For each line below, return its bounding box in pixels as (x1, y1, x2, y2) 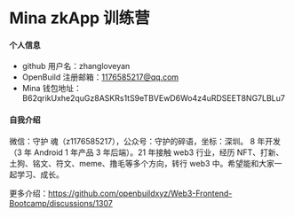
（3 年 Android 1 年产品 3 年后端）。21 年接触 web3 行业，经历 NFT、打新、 (9, 147, 284, 158)
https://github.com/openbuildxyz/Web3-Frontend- (48, 188, 233, 198)
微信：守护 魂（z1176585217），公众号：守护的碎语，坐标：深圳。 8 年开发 (9, 136, 282, 146)
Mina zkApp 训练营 (9, 8, 151, 28)
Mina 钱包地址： (21, 83, 82, 94)
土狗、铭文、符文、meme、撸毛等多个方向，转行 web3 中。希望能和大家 (9, 158, 275, 168)
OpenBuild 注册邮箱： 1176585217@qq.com (21, 72, 179, 82)
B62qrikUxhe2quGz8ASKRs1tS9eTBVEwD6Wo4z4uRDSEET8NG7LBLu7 (21, 93, 286, 104)
